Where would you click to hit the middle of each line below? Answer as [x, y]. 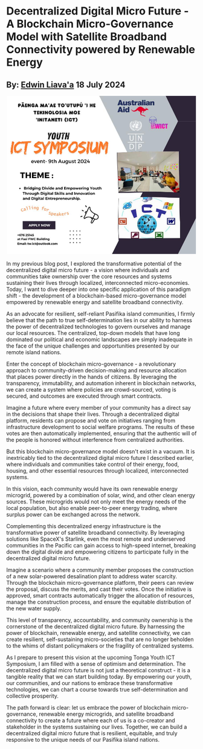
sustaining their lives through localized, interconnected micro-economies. [98, 283]
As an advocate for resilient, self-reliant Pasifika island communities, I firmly [101, 314]
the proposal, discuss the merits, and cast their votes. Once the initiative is [99, 589]
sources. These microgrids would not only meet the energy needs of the [96, 502]
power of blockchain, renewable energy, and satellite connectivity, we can [98, 633]
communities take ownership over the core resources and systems [89, 276]
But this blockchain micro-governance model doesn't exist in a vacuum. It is [101, 451]
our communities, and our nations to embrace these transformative [90, 683]
